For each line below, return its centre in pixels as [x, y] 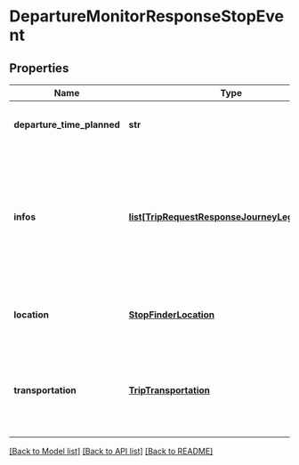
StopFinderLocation [172, 315]
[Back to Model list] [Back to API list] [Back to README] [111, 451]
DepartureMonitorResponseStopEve [147, 16]
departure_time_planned [67, 124]
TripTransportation [170, 390]
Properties [39, 68]
